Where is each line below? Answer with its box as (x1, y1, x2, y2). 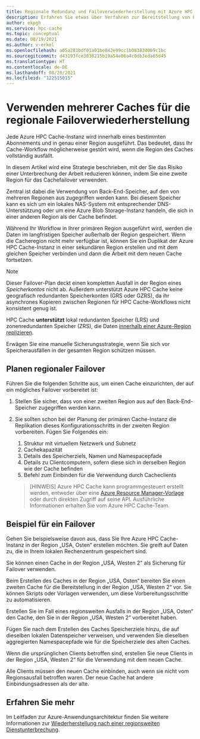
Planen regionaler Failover (6, 364, 105, 374)
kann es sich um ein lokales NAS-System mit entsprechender (6, 201, 157, 208)
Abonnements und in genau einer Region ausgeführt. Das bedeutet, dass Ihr (6, 139, 193, 146)
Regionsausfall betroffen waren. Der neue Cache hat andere (6, 673, 154, 681)
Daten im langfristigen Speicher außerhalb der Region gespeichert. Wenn (6, 231, 186, 238)
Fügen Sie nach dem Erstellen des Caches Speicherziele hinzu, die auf (6, 625, 180, 632)
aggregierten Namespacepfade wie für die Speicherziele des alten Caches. (6, 638, 191, 645)
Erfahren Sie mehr (6, 697, 75, 707)
